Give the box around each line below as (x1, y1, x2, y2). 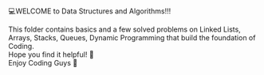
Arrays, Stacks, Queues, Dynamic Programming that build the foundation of (8, 33, 256, 42)
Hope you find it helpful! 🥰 (8, 50, 94, 59)
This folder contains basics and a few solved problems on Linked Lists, (8, 24, 241, 34)
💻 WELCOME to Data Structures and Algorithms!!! (8, 6, 171, 16)
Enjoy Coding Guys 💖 (8, 58, 78, 67)
